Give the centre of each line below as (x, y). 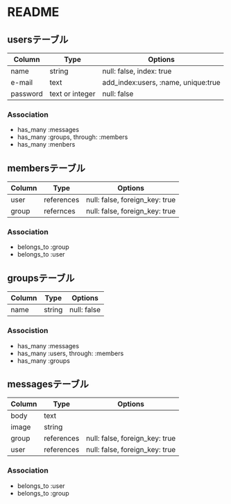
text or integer (72, 94)
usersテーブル (38, 39)
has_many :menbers (46, 145)
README (33, 12)
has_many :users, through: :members (70, 353)
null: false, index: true (137, 71)
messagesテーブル (48, 384)
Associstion (28, 331)
